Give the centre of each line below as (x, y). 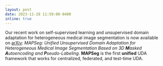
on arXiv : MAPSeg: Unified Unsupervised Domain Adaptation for (70, 43)
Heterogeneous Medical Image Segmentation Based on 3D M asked (74, 48)
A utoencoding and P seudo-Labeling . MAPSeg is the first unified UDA (76, 53)
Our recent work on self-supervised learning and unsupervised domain (77, 33)
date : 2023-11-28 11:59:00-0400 (38, 14)
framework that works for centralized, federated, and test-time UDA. (74, 59)
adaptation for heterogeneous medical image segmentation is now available (82, 38)
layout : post (18, 10)
